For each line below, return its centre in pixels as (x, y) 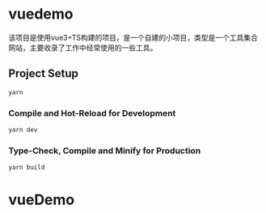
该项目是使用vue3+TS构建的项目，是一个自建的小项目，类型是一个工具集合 (133, 37)
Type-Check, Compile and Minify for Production (105, 151)
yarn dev (23, 130)
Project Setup (44, 74)
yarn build (27, 168)
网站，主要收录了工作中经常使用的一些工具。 (83, 47)
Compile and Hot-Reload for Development (92, 113)
